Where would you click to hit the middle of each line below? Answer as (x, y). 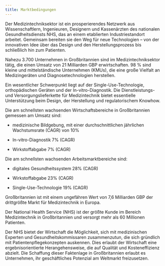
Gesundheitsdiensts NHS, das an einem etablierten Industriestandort (75, 34)
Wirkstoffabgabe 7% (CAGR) (41, 149)
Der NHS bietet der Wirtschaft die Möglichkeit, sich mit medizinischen (76, 232)
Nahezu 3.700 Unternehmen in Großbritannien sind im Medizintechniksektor (83, 59)
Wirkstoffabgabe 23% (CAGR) (43, 178)
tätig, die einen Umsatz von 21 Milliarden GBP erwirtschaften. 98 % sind (78, 65)
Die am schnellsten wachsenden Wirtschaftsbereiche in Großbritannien (78, 110)
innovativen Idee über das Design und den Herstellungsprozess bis (73, 44)
